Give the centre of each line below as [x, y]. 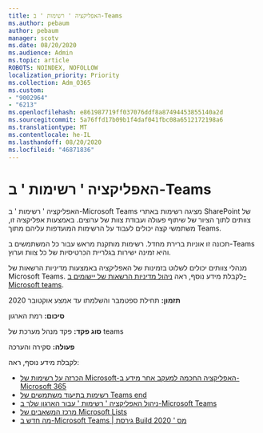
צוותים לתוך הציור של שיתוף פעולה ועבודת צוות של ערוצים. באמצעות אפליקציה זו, [130, 220]
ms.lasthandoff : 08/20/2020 [55, 142]
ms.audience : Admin [41, 53]
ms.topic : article [39, 61]
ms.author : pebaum [39, 23]
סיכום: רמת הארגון [37, 316]
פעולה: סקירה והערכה [42, 347]
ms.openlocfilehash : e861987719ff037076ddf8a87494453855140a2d [116, 113]
